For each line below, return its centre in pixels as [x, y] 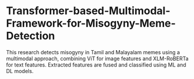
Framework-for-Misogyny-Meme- [91, 23]
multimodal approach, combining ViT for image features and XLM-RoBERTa [98, 58]
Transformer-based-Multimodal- [88, 11]
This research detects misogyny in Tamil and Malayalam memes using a [93, 52]
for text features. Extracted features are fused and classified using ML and [96, 65]
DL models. [20, 71]
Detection [31, 36]
